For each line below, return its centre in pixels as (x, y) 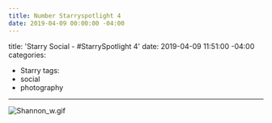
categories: (27, 55)
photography (42, 87)
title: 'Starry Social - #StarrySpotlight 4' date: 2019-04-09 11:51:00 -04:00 (132, 46)
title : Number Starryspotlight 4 (65, 16)
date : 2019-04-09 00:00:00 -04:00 (67, 23)
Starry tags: (40, 70)
